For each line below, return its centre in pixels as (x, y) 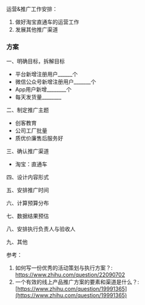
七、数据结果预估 (28, 216)
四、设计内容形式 (28, 177)
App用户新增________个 (43, 90)
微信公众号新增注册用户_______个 (56, 82)
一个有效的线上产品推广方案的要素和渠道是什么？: (77, 282)
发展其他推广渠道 (36, 30)
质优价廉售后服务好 (39, 138)
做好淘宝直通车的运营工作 (47, 22)
